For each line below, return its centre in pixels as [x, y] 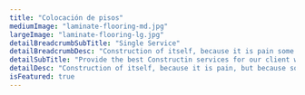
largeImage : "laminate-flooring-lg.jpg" [87, 34]
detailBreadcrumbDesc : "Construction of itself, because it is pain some [152, 52]
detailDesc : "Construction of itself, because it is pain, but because [148, 69]
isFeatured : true [42, 77]
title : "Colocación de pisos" [67, 18]
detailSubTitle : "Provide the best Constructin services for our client [150, 60]
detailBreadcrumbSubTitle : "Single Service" [95, 43]
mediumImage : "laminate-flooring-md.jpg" [89, 26]
